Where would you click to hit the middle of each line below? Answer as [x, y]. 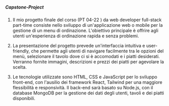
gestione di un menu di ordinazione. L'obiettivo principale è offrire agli [85, 30]
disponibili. [24, 98]
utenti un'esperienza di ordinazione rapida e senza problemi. [76, 36]
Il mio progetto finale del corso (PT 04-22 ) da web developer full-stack [87, 20]
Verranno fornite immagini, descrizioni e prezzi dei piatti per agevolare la [88, 62]
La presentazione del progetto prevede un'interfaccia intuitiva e [79, 45]
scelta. [19, 67]
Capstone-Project [25, 7]
